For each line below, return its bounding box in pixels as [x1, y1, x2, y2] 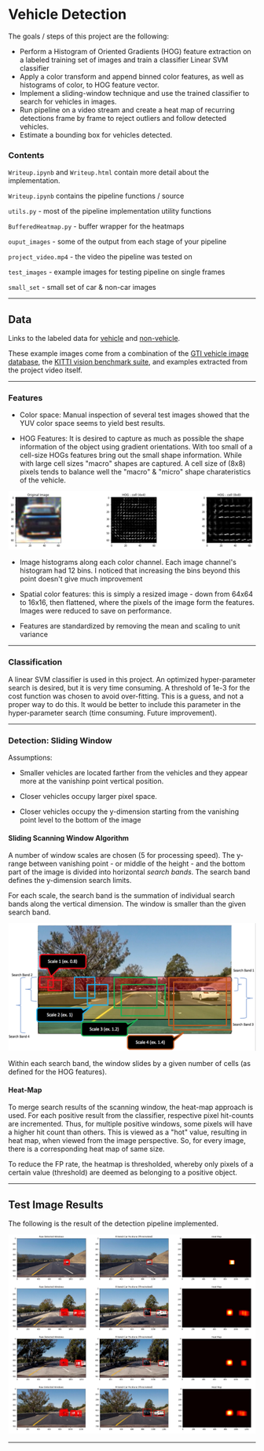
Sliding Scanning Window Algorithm [8, 833, 130, 842]
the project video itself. [8, 365, 82, 375]
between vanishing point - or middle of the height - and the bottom [28, 859, 246, 869]
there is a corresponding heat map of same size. [8, 1145, 165, 1154]
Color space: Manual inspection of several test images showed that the [19, 410, 250, 420]
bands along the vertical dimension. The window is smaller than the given [8, 900, 246, 909]
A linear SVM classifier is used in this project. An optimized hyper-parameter [8, 674, 256, 684]
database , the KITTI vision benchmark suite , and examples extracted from [8, 357, 247, 367]
